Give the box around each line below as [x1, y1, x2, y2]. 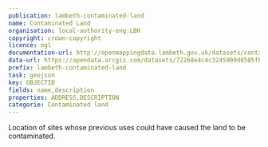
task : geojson [8, 71, 56, 79]
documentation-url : [8, 49, 73, 57]
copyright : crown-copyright [8, 34, 102, 42]
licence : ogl [8, 42, 52, 50]
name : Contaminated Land [8, 19, 91, 27]
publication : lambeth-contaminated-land [8, 11, 145, 20]
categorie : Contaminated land [8, 101, 109, 109]
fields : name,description [8, 85, 94, 94]
